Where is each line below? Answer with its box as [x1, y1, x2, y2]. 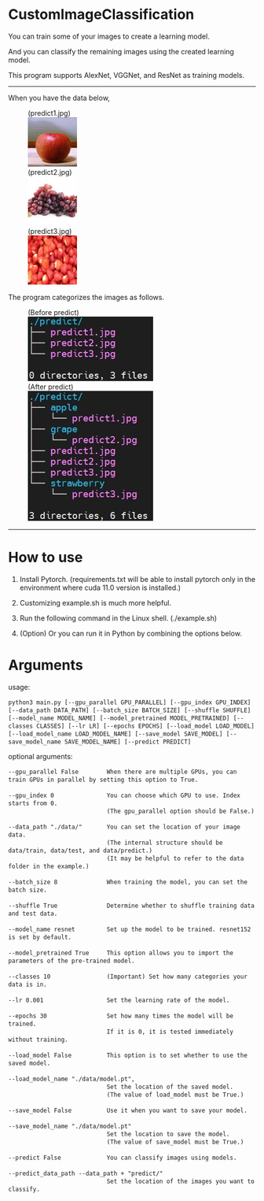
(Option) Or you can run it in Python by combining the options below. [19, 628, 242, 638]
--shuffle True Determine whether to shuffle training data [8, 902, 255, 910]
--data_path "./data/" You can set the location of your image [8, 823, 241, 831]
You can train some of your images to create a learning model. [8, 32, 210, 41]
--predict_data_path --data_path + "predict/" [8, 1169, 163, 1177]
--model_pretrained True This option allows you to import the [8, 949, 234, 957]
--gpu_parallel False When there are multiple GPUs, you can [8, 768, 237, 776]
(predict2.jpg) [27, 167, 72, 176]
